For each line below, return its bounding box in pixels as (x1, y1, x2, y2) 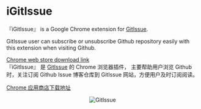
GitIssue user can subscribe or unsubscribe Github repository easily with (6, 37, 190, 45)
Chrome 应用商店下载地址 (6, 84, 71, 91)
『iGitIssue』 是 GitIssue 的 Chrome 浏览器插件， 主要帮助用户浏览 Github (6, 63, 192, 70)
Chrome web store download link (6, 56, 90, 63)
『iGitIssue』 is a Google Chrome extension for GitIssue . (6, 25, 148, 32)
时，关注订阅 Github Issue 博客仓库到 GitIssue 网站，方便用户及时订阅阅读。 (6, 70, 199, 78)
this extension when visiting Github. (6, 44, 97, 51)
